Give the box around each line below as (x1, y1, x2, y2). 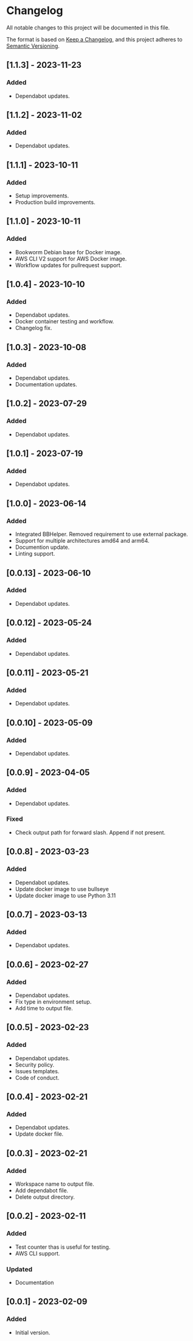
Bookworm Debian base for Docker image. (15, 248, 122, 255)
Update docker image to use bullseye (15, 885, 109, 892)
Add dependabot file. (15, 1186, 69, 1194)
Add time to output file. (15, 1004, 73, 1012)
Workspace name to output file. (15, 1180, 94, 1188)
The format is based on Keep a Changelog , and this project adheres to (6, 35, 183, 43)
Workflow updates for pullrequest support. (15, 261, 122, 269)
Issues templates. (15, 1067, 60, 1075)
